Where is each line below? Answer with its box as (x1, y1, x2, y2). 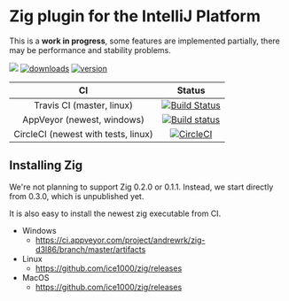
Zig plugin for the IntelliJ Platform (9, 6, 262, 27)
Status (176, 84, 206, 96)
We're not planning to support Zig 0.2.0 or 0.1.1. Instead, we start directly (9, 181, 274, 192)
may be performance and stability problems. (9, 44, 171, 55)
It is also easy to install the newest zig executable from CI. (9, 208, 222, 219)
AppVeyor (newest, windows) (21, 113, 144, 126)
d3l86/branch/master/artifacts (35, 243, 146, 254)
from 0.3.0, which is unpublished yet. (9, 190, 144, 201)
